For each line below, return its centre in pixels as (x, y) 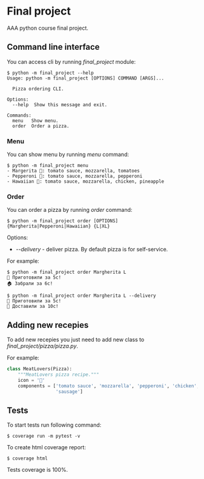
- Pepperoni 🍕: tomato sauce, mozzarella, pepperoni (75, 176)
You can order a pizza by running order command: (70, 210)
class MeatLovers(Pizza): (39, 369)
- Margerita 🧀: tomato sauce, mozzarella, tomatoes (73, 171)
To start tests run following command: (54, 425)
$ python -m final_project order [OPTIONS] (63, 221)
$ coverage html (27, 459)
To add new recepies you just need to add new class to (76, 340)
